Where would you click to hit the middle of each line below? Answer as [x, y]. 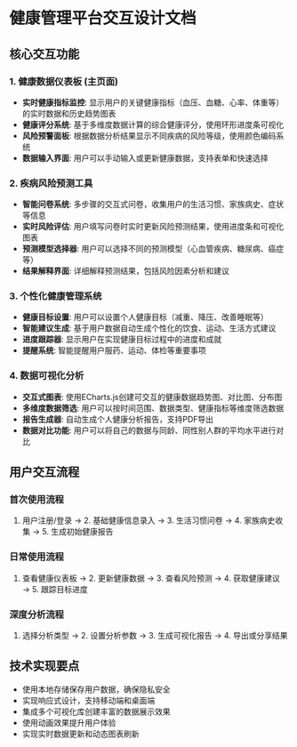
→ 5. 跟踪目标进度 [55, 589]
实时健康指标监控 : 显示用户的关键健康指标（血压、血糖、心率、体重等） [153, 102]
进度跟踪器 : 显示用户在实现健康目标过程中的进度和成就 [122, 340]
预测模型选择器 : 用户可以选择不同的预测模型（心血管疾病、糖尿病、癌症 [153, 249]
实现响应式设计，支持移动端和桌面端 [88, 700]
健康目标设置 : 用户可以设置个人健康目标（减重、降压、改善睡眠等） [145, 317]
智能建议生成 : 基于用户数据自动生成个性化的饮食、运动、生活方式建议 [149, 328]
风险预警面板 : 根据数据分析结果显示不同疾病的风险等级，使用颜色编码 [149, 135]
